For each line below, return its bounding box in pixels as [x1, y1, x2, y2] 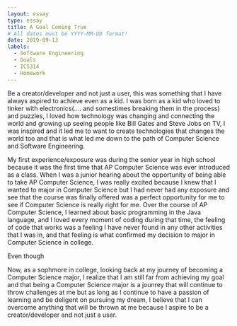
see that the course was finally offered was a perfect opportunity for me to [7, 192, 225, 202]
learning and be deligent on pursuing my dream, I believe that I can [7, 295, 203, 304]
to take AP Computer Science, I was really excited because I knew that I [7, 177, 217, 186]
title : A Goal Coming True [7, 23, 87, 30]
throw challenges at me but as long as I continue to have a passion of [7, 288, 210, 296]
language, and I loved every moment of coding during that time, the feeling [7, 215, 226, 223]
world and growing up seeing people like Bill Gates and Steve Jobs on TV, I [7, 119, 226, 127]
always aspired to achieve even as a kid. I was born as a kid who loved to [7, 96, 221, 105]
